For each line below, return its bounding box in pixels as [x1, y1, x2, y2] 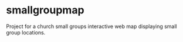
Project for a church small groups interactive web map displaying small [6, 23, 177, 30]
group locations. [6, 29, 46, 36]
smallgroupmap [6, 3, 84, 17]
